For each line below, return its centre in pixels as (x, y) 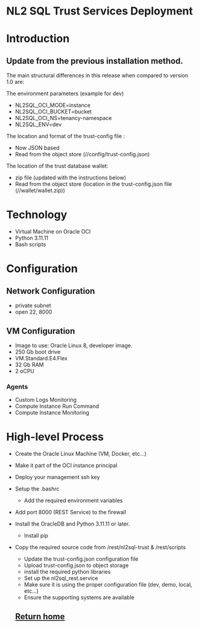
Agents (17, 386)
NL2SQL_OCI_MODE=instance (52, 105)
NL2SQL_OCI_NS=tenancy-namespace (63, 118)
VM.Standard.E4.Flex (41, 358)
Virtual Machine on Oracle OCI (53, 232)
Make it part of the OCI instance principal (66, 465)
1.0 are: (15, 82)
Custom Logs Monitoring (46, 400)
